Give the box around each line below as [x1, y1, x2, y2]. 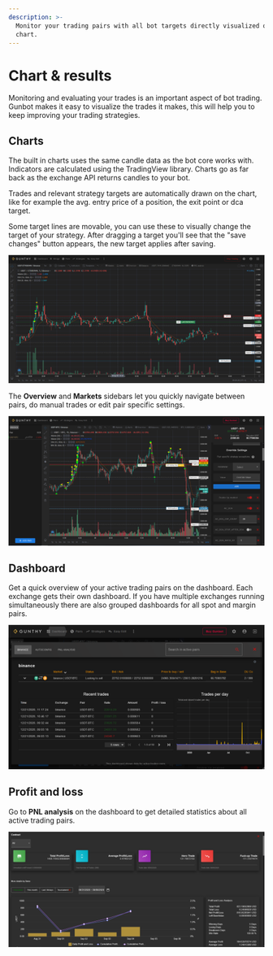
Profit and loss [8, 785, 84, 799]
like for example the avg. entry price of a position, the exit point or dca [8, 198, 244, 207]
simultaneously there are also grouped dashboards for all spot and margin [8, 600, 256, 610]
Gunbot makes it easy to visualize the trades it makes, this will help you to [8, 102, 255, 111]
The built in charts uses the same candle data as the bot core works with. [8, 155, 254, 166]
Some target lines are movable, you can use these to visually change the [8, 222, 252, 232]
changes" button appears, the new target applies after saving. [8, 239, 216, 249]
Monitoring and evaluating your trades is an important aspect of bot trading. [8, 93, 262, 103]
